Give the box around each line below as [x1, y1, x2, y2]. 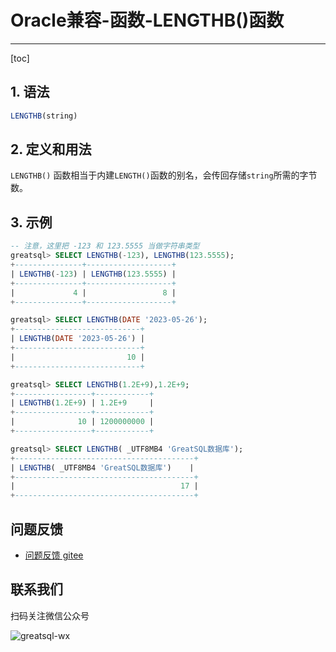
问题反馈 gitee [24, 549, 84, 561]
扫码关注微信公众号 [10, 609, 90, 621]
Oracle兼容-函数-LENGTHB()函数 [10, 9, 285, 32]
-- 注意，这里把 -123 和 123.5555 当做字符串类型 [10, 241, 200, 251]
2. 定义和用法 [10, 141, 92, 158]
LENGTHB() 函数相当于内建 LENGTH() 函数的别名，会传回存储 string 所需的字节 [10, 169, 318, 181]
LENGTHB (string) [10, 111, 78, 121]
